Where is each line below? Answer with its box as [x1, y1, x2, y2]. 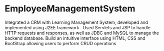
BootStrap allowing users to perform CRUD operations [4, 40, 116, 46]
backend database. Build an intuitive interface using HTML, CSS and [4, 35, 145, 41]
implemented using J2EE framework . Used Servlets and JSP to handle [4, 24, 151, 30]
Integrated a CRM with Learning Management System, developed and [4, 19, 148, 25]
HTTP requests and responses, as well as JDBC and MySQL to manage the [4, 30, 159, 36]
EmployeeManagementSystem [4, 3, 135, 14]
